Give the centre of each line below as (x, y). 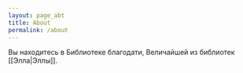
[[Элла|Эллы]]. (33, 60)
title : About (29, 23)
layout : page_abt (37, 15)
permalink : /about (38, 30)
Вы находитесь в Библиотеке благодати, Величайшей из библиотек (121, 53)
